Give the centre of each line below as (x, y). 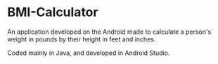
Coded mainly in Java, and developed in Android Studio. (89, 53)
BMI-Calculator (53, 12)
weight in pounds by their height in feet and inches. (82, 39)
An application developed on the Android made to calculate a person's (109, 32)
